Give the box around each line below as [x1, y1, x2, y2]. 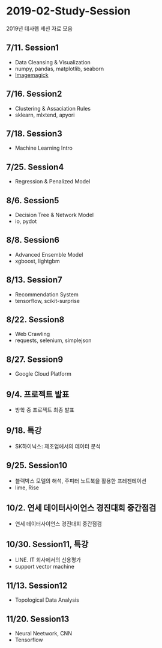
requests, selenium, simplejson [14, 337, 92, 344]
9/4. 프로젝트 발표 [6, 389, 70, 399]
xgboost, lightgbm [14, 257, 60, 264]
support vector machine [14, 563, 75, 570]
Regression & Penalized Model [14, 178, 91, 185]
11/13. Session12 [6, 580, 68, 590]
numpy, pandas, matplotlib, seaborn [14, 65, 104, 72]
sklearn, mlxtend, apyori [14, 111, 75, 118]
